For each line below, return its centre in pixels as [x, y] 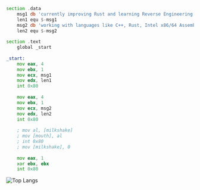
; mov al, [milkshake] [45, 130]
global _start [34, 48]
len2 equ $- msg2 [37, 31]
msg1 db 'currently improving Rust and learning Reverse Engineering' [106, 14]
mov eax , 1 [30, 158]
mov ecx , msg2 [34, 108]
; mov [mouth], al [40, 136]
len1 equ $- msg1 [37, 20]
